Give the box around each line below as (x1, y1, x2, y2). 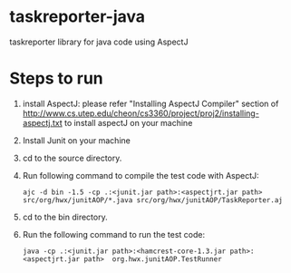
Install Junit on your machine (22, 134, 131, 146)
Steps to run (9, 68, 104, 89)
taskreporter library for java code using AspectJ (9, 36, 189, 47)
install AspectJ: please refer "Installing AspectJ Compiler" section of (22, 98, 279, 109)
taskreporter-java (9, 6, 146, 27)
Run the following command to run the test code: (22, 229, 206, 239)
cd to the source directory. (22, 152, 122, 163)
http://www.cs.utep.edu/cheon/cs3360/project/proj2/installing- (22, 107, 260, 119)
